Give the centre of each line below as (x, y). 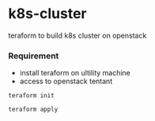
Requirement (34, 56)
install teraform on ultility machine (75, 73)
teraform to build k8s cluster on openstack (77, 35)
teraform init (32, 96)
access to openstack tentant (66, 81)
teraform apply (33, 110)
